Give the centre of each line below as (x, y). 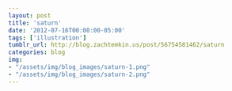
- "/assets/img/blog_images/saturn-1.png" (79, 67)
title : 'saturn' (35, 23)
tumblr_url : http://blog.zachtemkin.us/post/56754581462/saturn (116, 45)
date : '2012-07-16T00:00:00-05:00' (67, 30)
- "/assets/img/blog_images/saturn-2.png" (79, 74)
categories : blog (37, 52)
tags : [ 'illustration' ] (48, 38)
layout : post (30, 15)
